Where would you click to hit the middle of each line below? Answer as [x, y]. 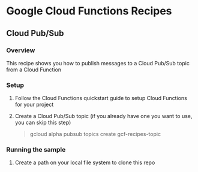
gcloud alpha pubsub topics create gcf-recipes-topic [95, 134]
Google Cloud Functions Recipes [89, 11]
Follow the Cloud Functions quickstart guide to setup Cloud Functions [101, 98]
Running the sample [36, 150]
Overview [21, 50]
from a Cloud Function [34, 70]
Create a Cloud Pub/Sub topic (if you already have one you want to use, [103, 116]
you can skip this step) [43, 123]
